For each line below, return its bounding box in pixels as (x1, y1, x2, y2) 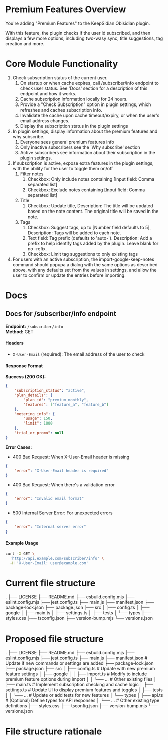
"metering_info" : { (14, 411, 55, 416)
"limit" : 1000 (23, 421, 53, 426)
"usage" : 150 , (23, 416, 53, 421)
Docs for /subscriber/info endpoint (5, 310, 116, 319)
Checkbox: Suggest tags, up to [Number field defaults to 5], (27, 224, 151, 230)
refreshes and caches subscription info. (20, 107, 103, 113)
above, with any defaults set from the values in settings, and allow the (12, 267, 157, 273)
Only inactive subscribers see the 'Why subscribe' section (20, 144, 140, 150)
